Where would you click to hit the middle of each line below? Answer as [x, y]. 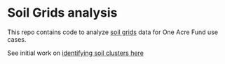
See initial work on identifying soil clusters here [75, 53]
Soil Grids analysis [62, 13]
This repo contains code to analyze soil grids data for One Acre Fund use [113, 32]
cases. [17, 39]
